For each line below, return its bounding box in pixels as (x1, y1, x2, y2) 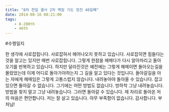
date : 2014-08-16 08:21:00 (5, 12, 62, 17)
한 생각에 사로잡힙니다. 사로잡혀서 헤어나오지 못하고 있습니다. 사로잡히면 (5, 51, 147, 57)
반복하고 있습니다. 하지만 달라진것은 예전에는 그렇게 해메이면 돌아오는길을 (18, 64, 163, 70)
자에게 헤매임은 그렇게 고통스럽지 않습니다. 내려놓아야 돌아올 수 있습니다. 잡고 (10, 76, 163, 82)
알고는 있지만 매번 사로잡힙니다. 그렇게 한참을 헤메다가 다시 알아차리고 (14, 57, 152, 63)
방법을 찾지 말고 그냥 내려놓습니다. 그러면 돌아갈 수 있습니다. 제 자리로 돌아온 (5, 89, 156, 95)
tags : (5, 17, 17, 22)
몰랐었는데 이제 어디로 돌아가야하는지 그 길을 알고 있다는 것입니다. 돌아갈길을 (5, 70, 156, 76)
